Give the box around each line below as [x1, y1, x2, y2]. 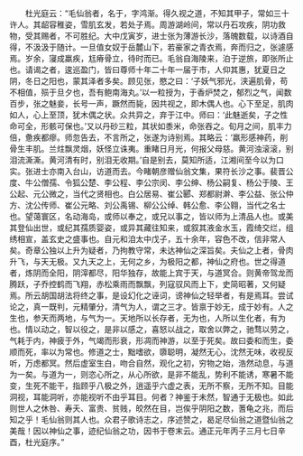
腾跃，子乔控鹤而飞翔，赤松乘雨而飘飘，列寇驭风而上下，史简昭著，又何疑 [9, 279, 286, 289]
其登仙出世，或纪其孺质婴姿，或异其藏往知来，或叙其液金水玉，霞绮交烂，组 [9, 222, 294, 233]
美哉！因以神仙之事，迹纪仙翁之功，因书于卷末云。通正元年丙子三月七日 [9, 425, 278, 436]
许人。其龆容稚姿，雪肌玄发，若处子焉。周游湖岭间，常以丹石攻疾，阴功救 [9, 19, 286, 30]
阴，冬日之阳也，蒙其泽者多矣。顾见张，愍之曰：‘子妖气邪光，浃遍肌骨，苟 [9, 76, 289, 86]
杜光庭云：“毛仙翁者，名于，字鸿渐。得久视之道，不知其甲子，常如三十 [24, 8, 290, 18]
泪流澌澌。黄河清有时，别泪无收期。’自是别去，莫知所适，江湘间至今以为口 [9, 154, 284, 165]
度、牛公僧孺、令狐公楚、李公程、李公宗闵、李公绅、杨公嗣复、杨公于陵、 [9, 177, 286, 188]
